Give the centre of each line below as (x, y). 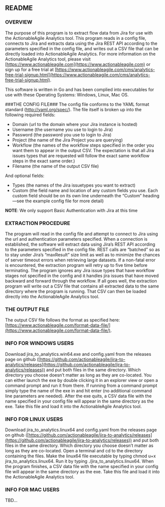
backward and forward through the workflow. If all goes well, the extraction (81, 281)
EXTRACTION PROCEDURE (38, 223)
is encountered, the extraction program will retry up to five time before (76, 265)
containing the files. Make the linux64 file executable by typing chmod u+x (81, 456)
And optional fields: (25, 175)
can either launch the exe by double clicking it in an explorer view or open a (82, 380)
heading (151, 195)
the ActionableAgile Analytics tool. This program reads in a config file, (76, 38)
